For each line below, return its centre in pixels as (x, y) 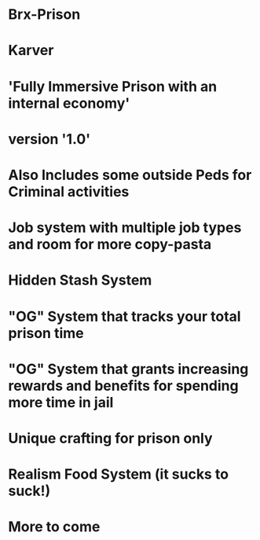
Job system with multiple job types (125, 228)
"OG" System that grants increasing (128, 369)
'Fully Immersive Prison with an (113, 86)
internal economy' (69, 103)
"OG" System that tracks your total (125, 316)
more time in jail (61, 402)
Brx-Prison (44, 15)
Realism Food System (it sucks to (119, 474)
